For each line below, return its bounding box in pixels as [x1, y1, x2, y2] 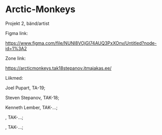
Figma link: [5, 30, 28, 36]
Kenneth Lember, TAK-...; [5, 104, 58, 110]
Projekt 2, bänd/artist [5, 20, 50, 26]
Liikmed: [5, 75, 23, 81]
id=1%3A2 [5, 45, 27, 51]
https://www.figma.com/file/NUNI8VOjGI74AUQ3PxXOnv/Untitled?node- [5, 40, 157, 46]
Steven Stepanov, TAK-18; [5, 94, 59, 100]
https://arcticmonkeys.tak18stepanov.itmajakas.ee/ [5, 65, 112, 71]
